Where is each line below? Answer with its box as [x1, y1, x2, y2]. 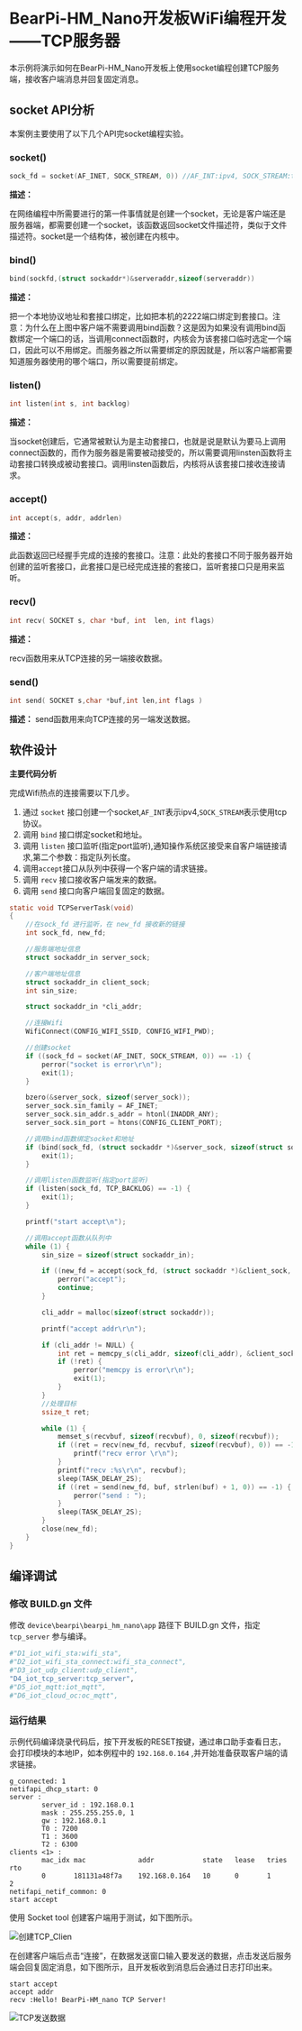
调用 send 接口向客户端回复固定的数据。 [22, 885, 170, 896]
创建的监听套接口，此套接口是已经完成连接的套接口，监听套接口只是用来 [9, 561, 277, 572]
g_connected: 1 [9, 1777, 67, 1786]
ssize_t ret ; [41, 1407, 91, 1416]
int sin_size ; [25, 986, 78, 995]
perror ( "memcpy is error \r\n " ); [73, 1366, 195, 1375]
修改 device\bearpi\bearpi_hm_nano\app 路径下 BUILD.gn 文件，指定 [9, 1620, 261, 1631]
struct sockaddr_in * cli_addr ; [25, 1002, 143, 1011]
